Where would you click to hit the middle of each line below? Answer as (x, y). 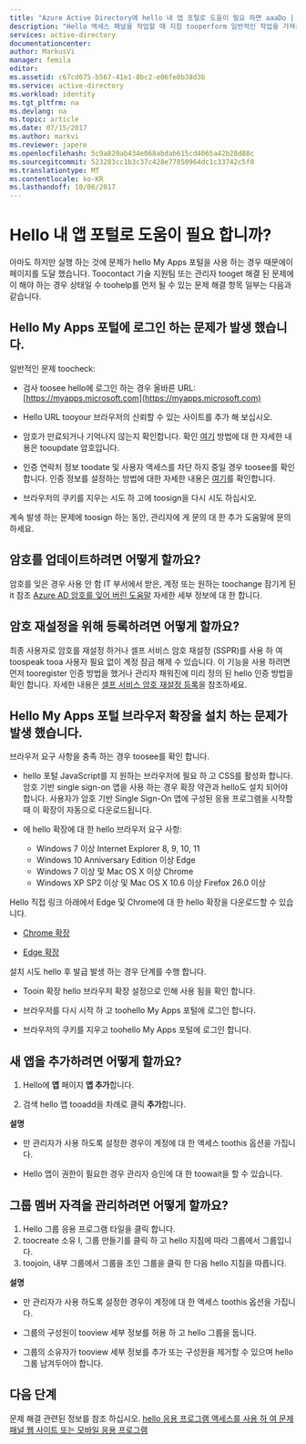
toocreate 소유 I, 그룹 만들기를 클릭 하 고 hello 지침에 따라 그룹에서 (142, 1240)
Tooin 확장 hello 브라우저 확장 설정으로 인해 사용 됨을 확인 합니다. (139, 991)
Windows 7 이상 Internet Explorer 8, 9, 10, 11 (118, 849)
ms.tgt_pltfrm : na (44, 102)
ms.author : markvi (44, 137)
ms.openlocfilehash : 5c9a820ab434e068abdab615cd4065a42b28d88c (132, 153)
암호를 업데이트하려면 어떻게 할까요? (105, 560)
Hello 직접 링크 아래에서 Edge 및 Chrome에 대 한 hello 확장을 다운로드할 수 (143, 902)
